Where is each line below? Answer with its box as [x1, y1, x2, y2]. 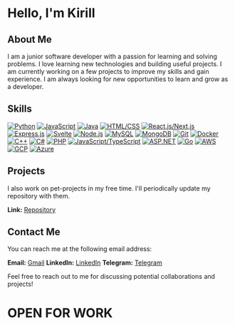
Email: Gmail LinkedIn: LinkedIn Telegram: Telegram [7, 258, 162, 267]
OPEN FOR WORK [7, 304, 113, 321]
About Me [7, 33, 52, 46]
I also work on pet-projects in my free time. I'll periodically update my [7, 183, 211, 193]
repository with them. [7, 191, 70, 200]
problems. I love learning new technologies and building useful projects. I [7, 60, 222, 68]
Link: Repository [7, 205, 56, 214]
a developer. [7, 82, 44, 90]
